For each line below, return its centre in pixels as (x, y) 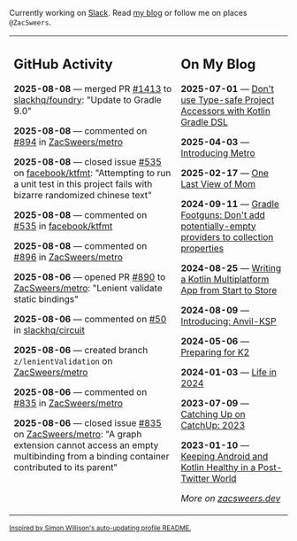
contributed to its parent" (66, 467)
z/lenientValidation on (63, 360)
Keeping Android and (225, 456)
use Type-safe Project (228, 99)
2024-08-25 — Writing (231, 267)
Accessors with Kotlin (226, 111)
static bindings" (46, 298)
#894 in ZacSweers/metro (69, 142)
